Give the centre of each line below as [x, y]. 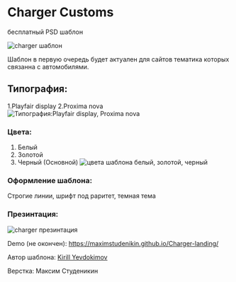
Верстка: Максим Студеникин [53, 271]
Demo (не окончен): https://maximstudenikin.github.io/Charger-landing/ [113, 243]
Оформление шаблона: [50, 180]
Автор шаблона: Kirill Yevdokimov [57, 257]
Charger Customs [61, 12]
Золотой [30, 155]
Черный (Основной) [48, 163]
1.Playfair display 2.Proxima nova [55, 106]
